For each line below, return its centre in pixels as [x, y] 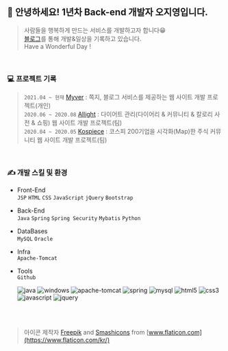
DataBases [32, 231]
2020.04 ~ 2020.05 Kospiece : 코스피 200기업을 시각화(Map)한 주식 [116, 132]
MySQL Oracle [35, 239]
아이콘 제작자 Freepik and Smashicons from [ [86, 332]
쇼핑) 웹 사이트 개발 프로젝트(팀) [79, 123]
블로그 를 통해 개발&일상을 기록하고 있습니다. [83, 38]
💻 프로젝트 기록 [32, 79]
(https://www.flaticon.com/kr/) [67, 340]
